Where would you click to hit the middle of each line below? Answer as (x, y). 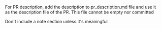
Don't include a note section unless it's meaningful (56, 22)
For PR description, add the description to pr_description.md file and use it (80, 7)
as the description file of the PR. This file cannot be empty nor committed (80, 12)
